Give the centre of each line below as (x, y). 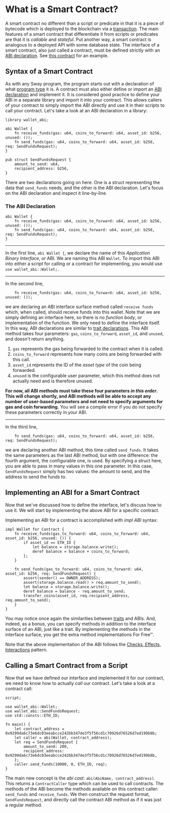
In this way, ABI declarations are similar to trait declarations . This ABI (77, 328)
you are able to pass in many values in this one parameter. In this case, (79, 466)
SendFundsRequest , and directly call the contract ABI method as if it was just (83, 799)
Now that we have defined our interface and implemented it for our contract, (85, 678)
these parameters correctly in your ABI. (46, 412)
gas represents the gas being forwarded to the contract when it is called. (88, 349)
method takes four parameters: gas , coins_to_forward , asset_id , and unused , (84, 334)
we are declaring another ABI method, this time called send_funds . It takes (82, 450)
